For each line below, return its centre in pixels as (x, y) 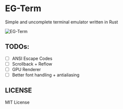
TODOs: (17, 47)
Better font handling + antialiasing (46, 75)
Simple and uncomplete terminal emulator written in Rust (61, 22)
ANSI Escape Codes (32, 58)
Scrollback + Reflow (32, 64)
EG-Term (23, 9)
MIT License (17, 102)
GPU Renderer (26, 69)
